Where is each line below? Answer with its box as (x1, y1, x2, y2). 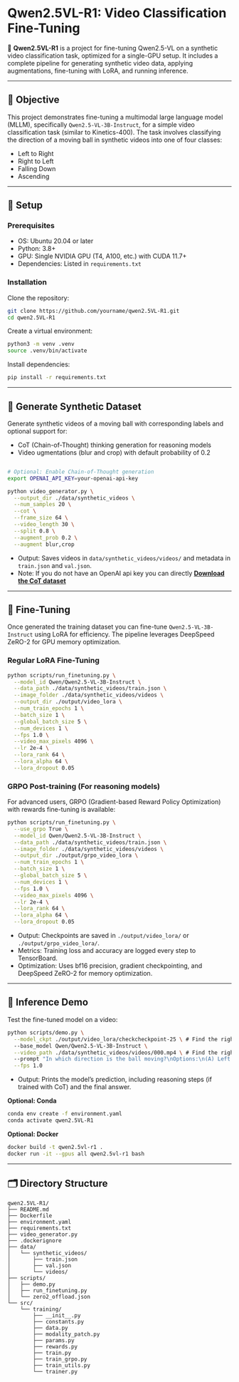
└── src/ (7, 1299, 33, 1307)
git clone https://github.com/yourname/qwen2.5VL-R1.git (7, 307, 180, 314)
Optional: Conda (7, 1096, 57, 1105)
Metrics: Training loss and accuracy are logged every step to (17, 947, 196, 955)
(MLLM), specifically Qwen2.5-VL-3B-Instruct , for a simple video (7, 120, 196, 129)
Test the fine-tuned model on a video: (7, 1015, 118, 1023)
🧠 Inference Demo (7, 996, 89, 1009)
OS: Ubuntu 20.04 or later (17, 237, 94, 245)
